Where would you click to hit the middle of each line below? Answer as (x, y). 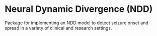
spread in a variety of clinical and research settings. (58, 28)
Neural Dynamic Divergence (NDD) (79, 9)
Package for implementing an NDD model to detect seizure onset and (77, 23)
